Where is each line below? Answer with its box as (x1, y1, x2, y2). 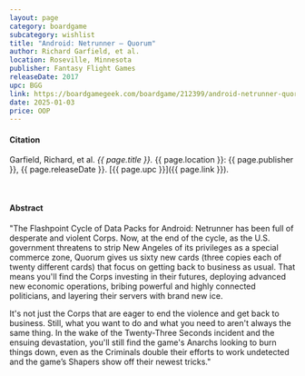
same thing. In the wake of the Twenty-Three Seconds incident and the (9, 327, 275, 338)
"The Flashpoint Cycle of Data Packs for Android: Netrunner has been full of (9, 223, 294, 233)
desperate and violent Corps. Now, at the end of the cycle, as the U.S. (9, 233, 271, 243)
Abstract (9, 203, 44, 213)
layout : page (9, 13, 59, 23)
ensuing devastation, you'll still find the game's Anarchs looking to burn (9, 337, 277, 348)
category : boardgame (9, 22, 88, 31)
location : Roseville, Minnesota (9, 55, 132, 64)
